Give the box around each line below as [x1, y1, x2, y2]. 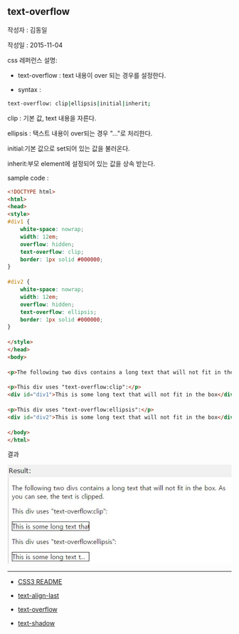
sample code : [7, 173, 49, 182]
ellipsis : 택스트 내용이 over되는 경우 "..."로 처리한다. [7, 128, 153, 138]
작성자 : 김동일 [7, 25, 48, 34]
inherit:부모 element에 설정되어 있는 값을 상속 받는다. [7, 159, 156, 168]
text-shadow [17, 618, 55, 627]
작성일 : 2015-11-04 [7, 41, 63, 49]
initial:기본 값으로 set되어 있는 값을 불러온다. [7, 144, 130, 153]
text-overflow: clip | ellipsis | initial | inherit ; [7, 100, 152, 107]
